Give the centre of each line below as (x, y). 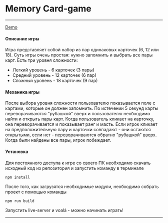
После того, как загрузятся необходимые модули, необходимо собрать (82, 186)
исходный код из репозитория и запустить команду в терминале (74, 168)
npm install (17, 177)
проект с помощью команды (36, 192)
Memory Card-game (48, 9)
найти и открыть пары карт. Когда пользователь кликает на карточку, (80, 119)
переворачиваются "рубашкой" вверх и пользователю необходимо (78, 114)
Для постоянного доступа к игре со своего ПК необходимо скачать (78, 163)
